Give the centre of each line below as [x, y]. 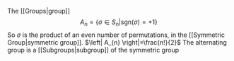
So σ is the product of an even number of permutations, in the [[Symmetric [116, 35]
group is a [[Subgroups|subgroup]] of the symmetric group [93, 50]
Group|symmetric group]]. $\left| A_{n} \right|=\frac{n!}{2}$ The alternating [117, 42]
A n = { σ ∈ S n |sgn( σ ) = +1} [119, 23]
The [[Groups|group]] [39, 11]
